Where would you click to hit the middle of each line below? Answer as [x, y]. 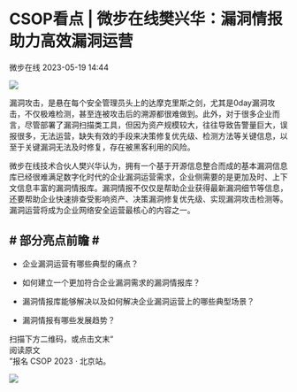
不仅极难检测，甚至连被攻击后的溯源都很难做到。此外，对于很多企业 [148, 113]
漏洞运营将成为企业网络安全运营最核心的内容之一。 [102, 210]
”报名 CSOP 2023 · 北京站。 [60, 361]
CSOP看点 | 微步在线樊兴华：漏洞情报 [146, 19]
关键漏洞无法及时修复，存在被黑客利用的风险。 [110, 147]
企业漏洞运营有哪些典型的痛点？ [80, 264]
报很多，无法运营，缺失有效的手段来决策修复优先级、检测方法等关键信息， [145, 135]
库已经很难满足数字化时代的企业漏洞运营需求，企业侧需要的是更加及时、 [141, 177]
